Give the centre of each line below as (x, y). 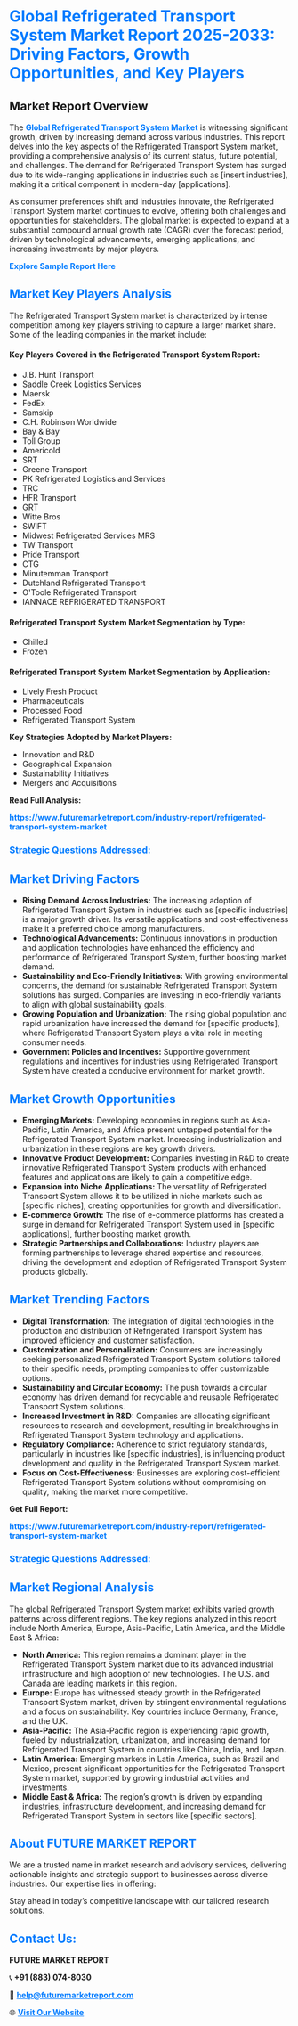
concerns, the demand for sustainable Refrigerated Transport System (149, 985)
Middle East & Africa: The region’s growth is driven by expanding (142, 1796)
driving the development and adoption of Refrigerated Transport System (154, 1262)
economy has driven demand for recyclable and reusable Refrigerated (150, 1397)
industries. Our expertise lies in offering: (83, 1884)
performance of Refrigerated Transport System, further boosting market (154, 957)
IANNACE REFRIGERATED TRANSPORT (94, 602)
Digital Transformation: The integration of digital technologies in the (148, 1321)
